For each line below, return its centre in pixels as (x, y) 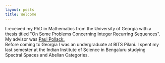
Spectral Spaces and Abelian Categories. (47, 55)
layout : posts (20, 10)
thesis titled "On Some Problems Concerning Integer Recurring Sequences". (83, 34)
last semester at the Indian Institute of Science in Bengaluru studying (75, 50)
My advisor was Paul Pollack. (35, 39)
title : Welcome (21, 14)
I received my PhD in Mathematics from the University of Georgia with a (78, 28)
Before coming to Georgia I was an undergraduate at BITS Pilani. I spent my (82, 44)
